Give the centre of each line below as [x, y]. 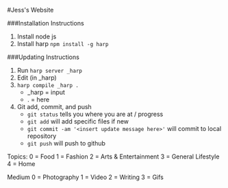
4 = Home [21, 164]
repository [42, 136]
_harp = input [46, 92]
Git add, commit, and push [54, 107]
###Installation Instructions [46, 23]
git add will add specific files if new [78, 121]
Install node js [37, 36]
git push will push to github [66, 143]
